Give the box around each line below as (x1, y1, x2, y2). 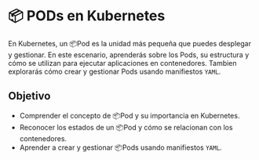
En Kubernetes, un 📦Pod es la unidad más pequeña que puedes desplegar (8, 38, 251, 48)
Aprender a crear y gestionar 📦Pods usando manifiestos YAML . (19, 143, 222, 152)
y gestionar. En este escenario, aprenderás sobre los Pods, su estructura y (8, 49, 250, 60)
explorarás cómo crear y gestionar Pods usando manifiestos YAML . (8, 67, 221, 76)
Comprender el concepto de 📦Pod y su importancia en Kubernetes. (19, 111, 240, 120)
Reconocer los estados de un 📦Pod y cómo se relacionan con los (19, 122, 233, 132)
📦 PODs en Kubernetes (8, 7, 166, 25)
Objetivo (8, 89, 51, 103)
